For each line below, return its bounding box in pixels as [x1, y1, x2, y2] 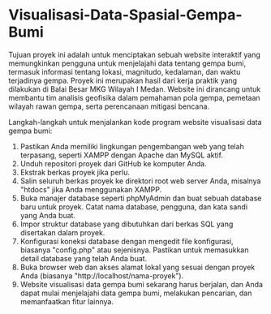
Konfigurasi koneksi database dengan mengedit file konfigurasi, [19, 236, 234, 246]
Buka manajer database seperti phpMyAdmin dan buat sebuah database [19, 193, 262, 203]
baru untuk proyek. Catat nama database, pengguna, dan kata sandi [19, 201, 248, 212]
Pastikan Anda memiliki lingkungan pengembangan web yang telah [19, 141, 245, 151]
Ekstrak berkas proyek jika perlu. [19, 167, 131, 177]
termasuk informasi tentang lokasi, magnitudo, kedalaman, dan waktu [8, 67, 241, 76]
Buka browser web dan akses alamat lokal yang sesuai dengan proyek [19, 262, 256, 272]
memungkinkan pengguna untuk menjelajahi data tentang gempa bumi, [8, 58, 246, 68]
